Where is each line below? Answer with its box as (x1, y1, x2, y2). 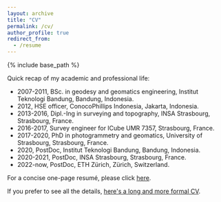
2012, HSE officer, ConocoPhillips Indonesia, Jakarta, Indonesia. (17, 102, 200, 110)
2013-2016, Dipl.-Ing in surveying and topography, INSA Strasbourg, (17, 109, 211, 117)
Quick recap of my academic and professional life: (7, 74, 150, 82)
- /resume (13, 42, 41, 49)
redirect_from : (7, 36, 51, 43)
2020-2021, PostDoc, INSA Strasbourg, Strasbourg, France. (17, 153, 187, 161)
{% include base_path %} (7, 61, 80, 69)
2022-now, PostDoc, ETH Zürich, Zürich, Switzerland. (17, 161, 170, 168)
